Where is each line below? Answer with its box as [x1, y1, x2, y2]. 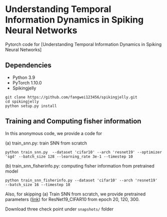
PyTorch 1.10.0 [12, 79, 42, 85]
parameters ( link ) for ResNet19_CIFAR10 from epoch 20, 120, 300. [5, 196, 140, 202]
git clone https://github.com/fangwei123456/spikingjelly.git [5, 94, 137, 99]
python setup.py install [5, 103, 57, 108]
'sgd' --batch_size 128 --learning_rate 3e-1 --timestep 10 [5, 154, 133, 159]
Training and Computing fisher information [5, 117, 141, 125]
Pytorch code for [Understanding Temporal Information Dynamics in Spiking [5, 41, 162, 47]
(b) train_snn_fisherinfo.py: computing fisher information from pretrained [5, 162, 155, 168]
